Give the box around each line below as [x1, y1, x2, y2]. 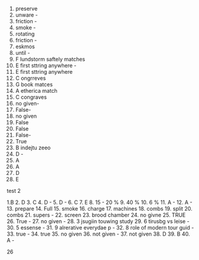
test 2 [7, 187, 21, 194]
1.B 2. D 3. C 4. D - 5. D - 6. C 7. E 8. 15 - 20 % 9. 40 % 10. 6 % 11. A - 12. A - [7, 199, 192, 206]
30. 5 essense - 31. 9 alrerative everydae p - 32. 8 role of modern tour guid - [7, 224, 194, 231]
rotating [15, 30, 35, 37]
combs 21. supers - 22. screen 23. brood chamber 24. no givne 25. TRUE [7, 211, 186, 218]
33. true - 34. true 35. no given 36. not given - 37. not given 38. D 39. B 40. [7, 230, 190, 237]
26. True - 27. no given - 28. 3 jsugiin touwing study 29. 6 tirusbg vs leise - [7, 218, 189, 225]
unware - [15, 11, 38, 18]
